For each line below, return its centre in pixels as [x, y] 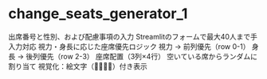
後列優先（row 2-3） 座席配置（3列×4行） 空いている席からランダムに [141, 56]
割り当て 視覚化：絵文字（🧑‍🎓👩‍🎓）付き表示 [78, 66]
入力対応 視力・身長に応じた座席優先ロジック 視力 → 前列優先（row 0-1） [129, 46]
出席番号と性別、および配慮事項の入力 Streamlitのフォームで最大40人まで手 [133, 36]
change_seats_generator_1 [98, 14]
